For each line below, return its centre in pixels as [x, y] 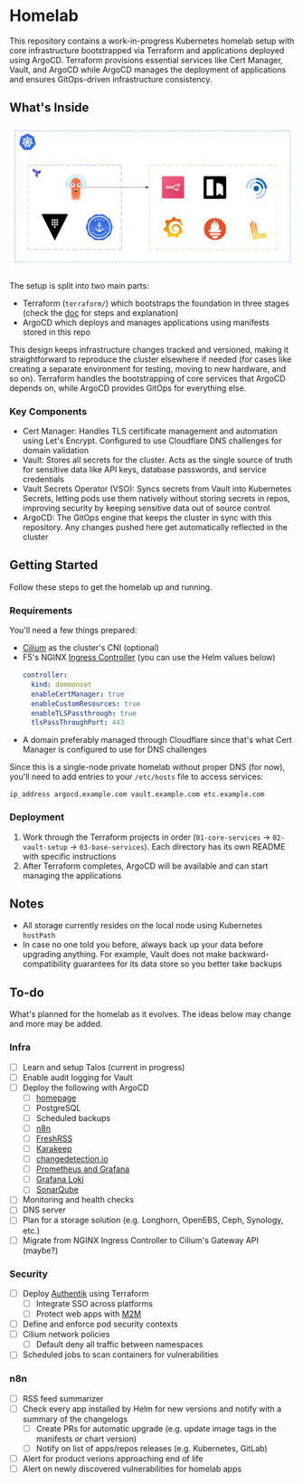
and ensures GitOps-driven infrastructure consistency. [111, 79]
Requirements [41, 610]
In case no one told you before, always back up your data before [143, 945]
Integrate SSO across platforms [95, 1303]
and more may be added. [56, 1024]
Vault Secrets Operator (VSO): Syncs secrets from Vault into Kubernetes [157, 489]
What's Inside [49, 108]
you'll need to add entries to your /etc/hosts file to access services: [137, 777]
